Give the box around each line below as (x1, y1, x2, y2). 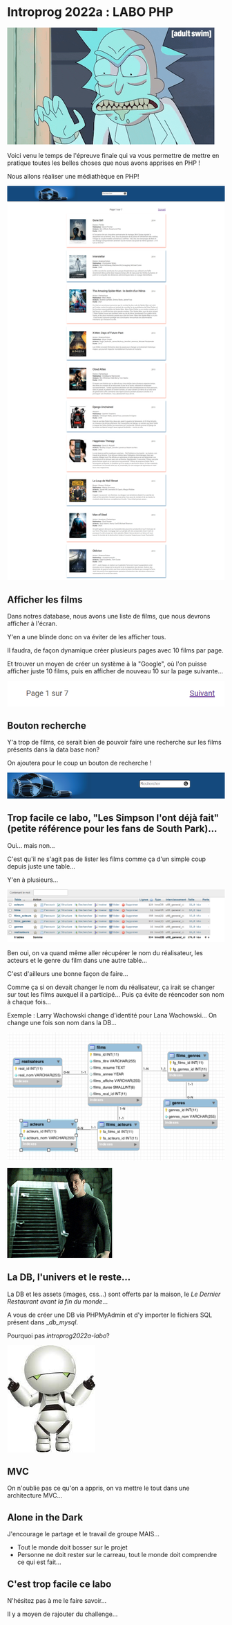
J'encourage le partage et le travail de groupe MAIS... (7, 1530, 160, 1538)
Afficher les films (7, 594, 83, 605)
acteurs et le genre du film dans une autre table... (7, 957, 147, 965)
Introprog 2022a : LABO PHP (7, 4, 174, 20)
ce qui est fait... (17, 1558, 62, 1566)
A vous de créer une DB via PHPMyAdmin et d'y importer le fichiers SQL (7, 1311, 213, 1319)
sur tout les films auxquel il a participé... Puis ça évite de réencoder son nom (7, 991, 224, 999)
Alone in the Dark (7, 1511, 84, 1523)
